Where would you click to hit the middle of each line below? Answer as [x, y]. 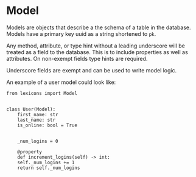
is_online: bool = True [47, 125]
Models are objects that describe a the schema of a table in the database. [99, 27]
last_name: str [37, 120]
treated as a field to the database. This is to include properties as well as [97, 52]
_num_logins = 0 [38, 141]
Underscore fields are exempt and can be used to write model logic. [92, 70]
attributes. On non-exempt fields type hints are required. [77, 58]
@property [30, 152]
